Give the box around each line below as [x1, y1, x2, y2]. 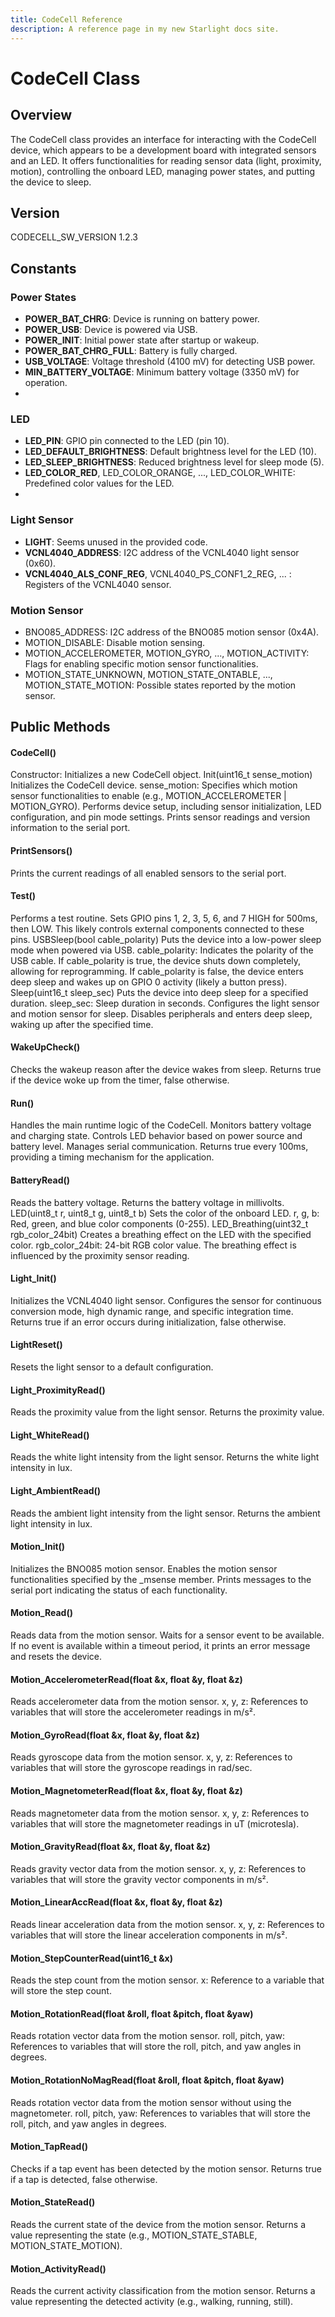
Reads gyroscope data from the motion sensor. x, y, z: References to [10, 1751, 293, 1763]
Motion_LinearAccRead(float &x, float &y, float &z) [10, 1896, 223, 1908]
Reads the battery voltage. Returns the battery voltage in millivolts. [10, 1196, 285, 1208]
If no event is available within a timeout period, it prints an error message [10, 1639, 311, 1651]
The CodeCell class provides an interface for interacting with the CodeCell [10, 133, 317, 145]
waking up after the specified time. [10, 1018, 154, 1030]
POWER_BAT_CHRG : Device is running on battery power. [24, 313, 260, 325]
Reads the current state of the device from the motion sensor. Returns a [10, 2218, 307, 2230]
